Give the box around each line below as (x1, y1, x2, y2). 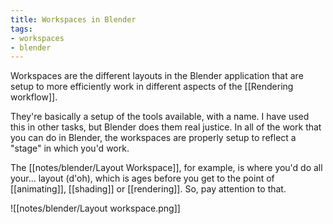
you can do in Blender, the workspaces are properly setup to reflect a (10, 132, 297, 144)
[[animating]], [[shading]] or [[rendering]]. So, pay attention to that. (10, 183, 287, 195)
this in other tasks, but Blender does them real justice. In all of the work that (10, 121, 322, 133)
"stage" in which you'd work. (10, 142, 130, 155)
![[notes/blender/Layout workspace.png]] (10, 202, 181, 215)
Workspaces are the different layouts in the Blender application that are (10, 70, 304, 82)
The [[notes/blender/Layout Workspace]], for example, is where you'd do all (10, 162, 323, 174)
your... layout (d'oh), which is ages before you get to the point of (10, 172, 275, 185)
